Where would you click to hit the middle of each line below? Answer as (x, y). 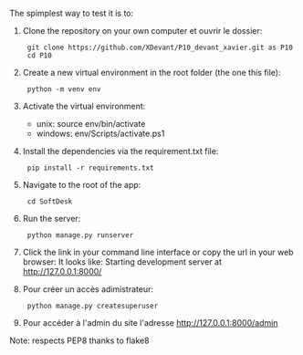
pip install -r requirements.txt (90, 168)
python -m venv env (64, 89)
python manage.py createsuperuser (93, 306)
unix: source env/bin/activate (91, 124)
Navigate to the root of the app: (82, 185)
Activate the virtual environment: (84, 106)
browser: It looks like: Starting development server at (122, 262)
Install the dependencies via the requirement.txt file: (120, 151)
